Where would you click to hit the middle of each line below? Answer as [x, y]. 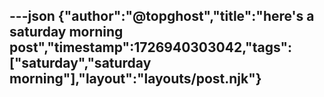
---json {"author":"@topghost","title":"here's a [162, 16]
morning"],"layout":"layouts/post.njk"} [135, 79]
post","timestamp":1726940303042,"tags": [151, 47]
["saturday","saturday [80, 63]
